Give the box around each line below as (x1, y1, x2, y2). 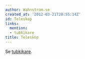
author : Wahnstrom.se (5, 7, 50, 12)
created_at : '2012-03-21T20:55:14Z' (5, 12, 81, 17)
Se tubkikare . (5, 48, 32, 55)
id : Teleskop (5, 16, 32, 21)
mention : (9, 26, 28, 31)
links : (5, 21, 19, 26)
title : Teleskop (5, 35, 39, 40)
